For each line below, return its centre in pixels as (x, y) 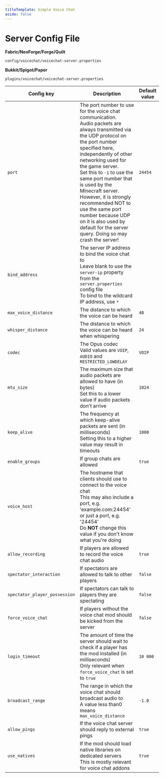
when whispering (100, 336)
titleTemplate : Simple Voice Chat (40, 10)
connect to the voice (103, 485)
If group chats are (100, 459)
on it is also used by (102, 222)
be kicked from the (101, 621)
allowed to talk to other (106, 575)
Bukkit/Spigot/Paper (26, 70)
